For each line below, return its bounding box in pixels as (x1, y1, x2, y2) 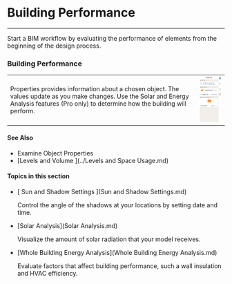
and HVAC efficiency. (17, 269, 78, 278)
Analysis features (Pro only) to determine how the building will (10, 100, 186, 108)
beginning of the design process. (7, 41, 101, 50)
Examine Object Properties (17, 149, 94, 157)
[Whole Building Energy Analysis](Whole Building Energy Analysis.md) (17, 249, 217, 257)
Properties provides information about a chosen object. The (10, 85, 180, 93)
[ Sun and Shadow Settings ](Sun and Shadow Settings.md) (17, 188, 187, 196)
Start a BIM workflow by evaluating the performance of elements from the (7, 34, 217, 42)
